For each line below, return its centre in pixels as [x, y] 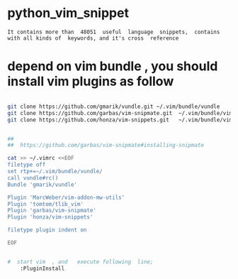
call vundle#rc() [33, 178]
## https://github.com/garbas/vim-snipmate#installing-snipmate [106, 146]
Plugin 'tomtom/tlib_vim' [45, 204]
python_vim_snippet [68, 13]
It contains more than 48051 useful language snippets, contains [114, 32]
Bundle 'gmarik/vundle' [42, 185]
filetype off [27, 165]
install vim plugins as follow [91, 81]
